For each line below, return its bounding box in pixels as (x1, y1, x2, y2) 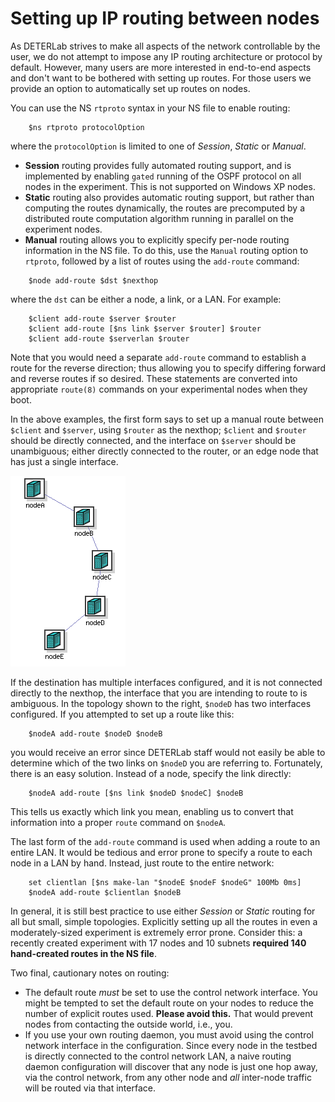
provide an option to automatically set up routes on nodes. (10, 82, 251, 94)
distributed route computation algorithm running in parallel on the (24, 212, 294, 224)
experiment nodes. (24, 223, 103, 235)
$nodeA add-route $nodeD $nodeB (28, 728, 163, 739)
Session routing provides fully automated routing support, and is (24, 159, 292, 171)
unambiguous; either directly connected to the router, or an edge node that (10, 445, 319, 457)
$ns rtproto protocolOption (28, 122, 145, 132)
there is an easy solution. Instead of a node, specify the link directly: (10, 767, 292, 779)
